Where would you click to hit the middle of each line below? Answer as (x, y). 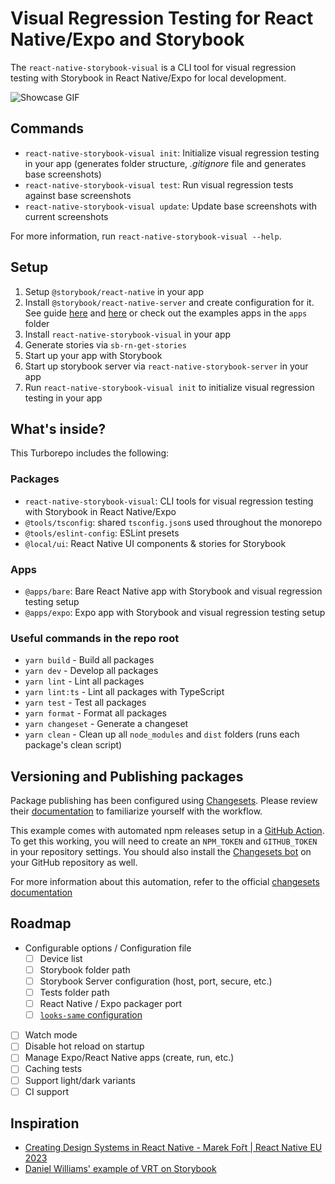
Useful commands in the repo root (95, 638)
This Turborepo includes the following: (90, 453)
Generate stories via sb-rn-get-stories (105, 344)
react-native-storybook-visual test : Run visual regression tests (159, 184)
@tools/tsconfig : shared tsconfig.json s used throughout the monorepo (173, 522)
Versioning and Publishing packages (127, 776)
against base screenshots (78, 195)
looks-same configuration (91, 1015)
